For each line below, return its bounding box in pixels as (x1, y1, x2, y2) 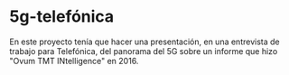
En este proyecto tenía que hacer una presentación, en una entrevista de (9, 36, 280, 47)
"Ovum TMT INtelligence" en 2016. (9, 55, 139, 66)
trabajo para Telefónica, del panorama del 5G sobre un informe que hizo (9, 45, 278, 56)
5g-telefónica (9, 6, 115, 27)
